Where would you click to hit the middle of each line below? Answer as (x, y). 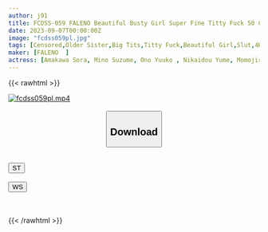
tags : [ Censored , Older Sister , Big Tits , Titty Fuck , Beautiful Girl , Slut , (132, 45)
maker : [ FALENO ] (39, 53)
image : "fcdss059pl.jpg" (49, 38)
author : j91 (28, 16)
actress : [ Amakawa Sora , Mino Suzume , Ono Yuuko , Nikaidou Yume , (121, 61)
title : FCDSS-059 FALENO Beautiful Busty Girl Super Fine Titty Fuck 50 (132, 23)
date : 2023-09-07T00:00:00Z (55, 30)
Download (134, 132)
